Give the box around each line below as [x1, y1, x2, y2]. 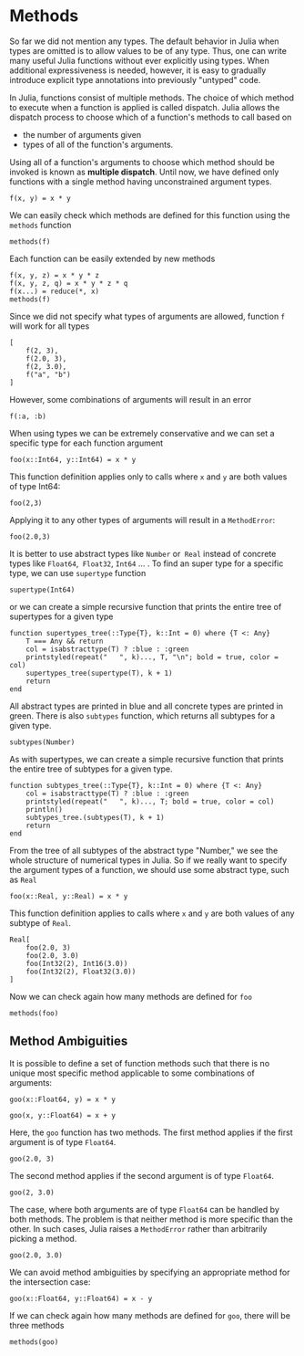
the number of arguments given [22, 129, 142, 140]
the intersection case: [9, 1276, 91, 1288]
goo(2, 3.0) [9, 1188, 55, 1197]
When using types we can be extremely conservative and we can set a [9, 427, 275, 438]
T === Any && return [25, 636, 104, 646]
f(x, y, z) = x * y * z [9, 270, 100, 279]
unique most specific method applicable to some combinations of [9, 1067, 255, 1078]
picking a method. [9, 1233, 77, 1244]
